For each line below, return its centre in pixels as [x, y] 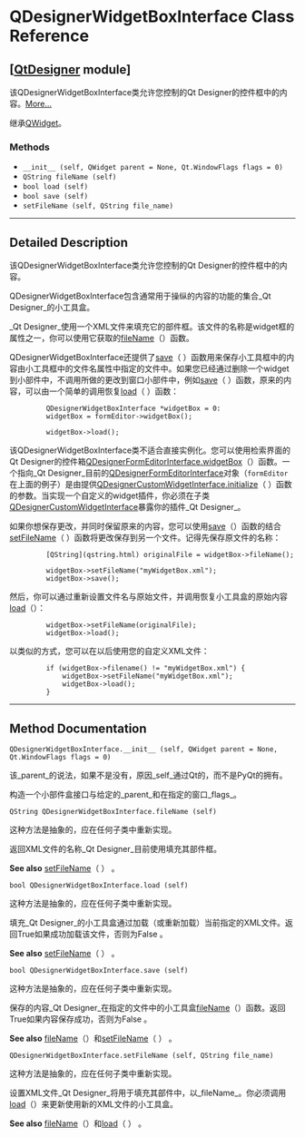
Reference [49, 36]
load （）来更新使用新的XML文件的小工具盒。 [94, 1103]
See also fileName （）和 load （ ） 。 [78, 1123]
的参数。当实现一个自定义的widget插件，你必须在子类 [110, 495]
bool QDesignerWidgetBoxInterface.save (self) [99, 970]
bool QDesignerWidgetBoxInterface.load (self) [99, 885]
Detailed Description [69, 242]
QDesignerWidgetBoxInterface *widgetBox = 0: [133, 409]
